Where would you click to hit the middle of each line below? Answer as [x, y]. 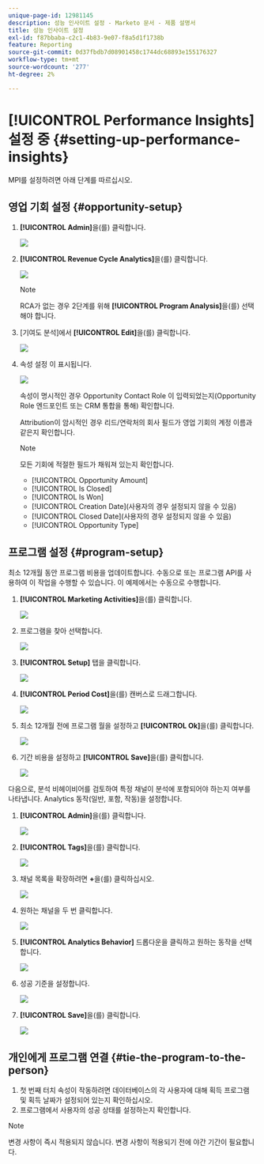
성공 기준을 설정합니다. [55, 984]
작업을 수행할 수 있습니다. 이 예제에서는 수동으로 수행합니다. [129, 582]
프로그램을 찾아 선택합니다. [61, 631]
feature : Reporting [40, 45]
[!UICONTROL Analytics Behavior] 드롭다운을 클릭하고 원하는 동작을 [128, 942]
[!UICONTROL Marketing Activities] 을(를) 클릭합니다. [106, 599]
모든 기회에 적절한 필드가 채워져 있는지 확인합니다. [96, 465]
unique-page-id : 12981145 [51, 15]
